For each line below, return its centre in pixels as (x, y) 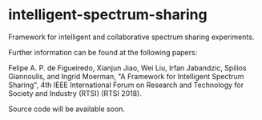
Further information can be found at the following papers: (103, 52)
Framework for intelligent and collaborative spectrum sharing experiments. (131, 37)
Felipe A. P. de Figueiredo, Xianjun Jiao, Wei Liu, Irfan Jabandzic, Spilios (127, 68)
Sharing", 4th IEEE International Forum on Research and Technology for (126, 85)
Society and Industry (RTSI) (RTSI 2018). (75, 93)
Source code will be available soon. (67, 109)
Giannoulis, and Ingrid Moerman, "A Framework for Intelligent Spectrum (126, 76)
